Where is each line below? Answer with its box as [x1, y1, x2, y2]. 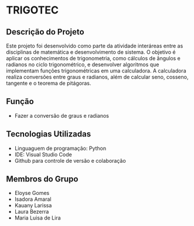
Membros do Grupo [6, 174, 79, 184]
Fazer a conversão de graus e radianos [14, 112, 110, 119]
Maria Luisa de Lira [14, 214, 61, 221]
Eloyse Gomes [14, 190, 50, 197]
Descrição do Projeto [6, 27, 84, 37]
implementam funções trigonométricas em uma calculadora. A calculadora [6, 67, 186, 74]
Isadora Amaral [14, 196, 52, 203]
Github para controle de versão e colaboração [14, 157, 126, 164]
